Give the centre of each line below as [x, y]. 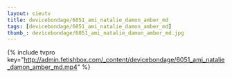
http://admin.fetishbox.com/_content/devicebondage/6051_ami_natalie [124, 60]
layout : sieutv [29, 13]
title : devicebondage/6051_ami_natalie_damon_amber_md [88, 20]
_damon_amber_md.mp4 [42, 67]
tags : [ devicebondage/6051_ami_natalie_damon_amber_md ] [89, 26]
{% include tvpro [31, 52]
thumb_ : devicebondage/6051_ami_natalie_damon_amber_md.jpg [96, 33]
